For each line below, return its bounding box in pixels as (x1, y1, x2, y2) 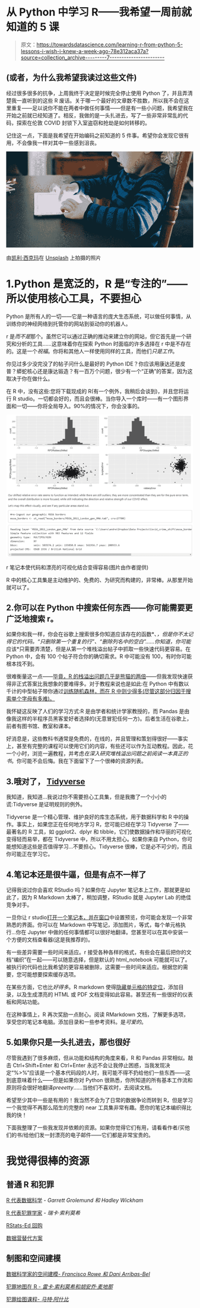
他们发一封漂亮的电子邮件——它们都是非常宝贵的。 (28, 1131, 154, 1138)
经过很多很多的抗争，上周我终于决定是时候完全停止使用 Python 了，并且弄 (6, 90, 188, 97)
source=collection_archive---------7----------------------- (20, 54, 165, 61)
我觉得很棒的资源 (6, 1154, 90, 1168)
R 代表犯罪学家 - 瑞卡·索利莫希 (6, 1209, 81, 1216)
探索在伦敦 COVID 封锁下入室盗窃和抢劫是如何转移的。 (16, 119, 150, 126)
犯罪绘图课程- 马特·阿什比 (6, 1296, 69, 1303)
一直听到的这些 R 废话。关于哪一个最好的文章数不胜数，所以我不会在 (16, 97, 184, 104)
